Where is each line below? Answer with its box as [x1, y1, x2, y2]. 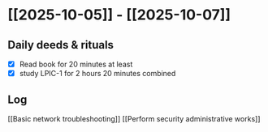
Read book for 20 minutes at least [19, 59, 133, 69]
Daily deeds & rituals [7, 38, 115, 52]
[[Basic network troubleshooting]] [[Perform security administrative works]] [7, 113, 261, 123]
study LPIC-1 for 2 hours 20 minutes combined [19, 69, 176, 79]
